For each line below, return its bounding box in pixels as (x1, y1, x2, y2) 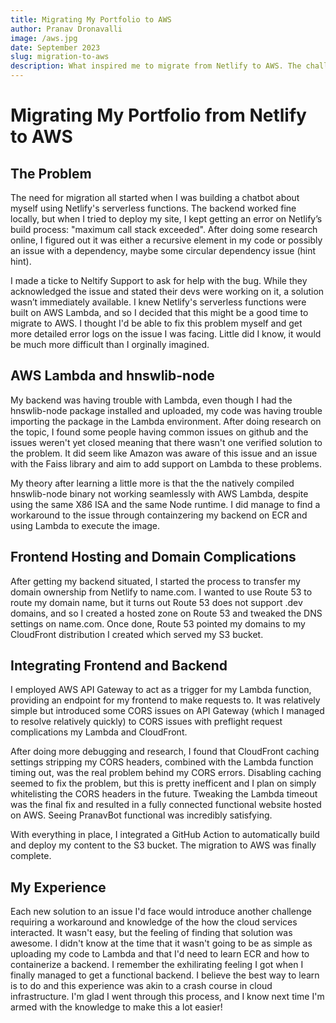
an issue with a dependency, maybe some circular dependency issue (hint (10, 245, 317, 256)
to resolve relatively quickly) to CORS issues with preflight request (10, 716, 283, 728)
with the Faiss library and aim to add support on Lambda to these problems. (10, 457, 322, 470)
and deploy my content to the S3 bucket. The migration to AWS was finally (10, 839, 317, 851)
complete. (10, 850, 52, 862)
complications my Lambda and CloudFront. (10, 726, 188, 738)
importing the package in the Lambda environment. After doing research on (10, 415, 322, 427)
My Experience (10, 879, 107, 896)
